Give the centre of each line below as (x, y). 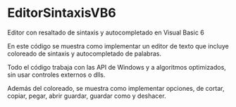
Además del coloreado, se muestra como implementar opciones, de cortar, (116, 88)
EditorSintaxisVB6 (62, 13)
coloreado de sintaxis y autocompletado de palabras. (85, 53)
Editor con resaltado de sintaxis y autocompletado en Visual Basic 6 (106, 32)
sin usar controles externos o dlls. (56, 75)
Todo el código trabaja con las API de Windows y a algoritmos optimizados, (117, 67)
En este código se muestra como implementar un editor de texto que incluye (118, 46)
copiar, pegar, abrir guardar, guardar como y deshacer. (87, 96)
